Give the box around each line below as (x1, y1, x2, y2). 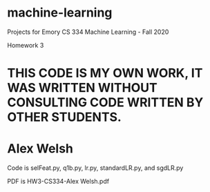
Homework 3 (7, 41, 44, 49)
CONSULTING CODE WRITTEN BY (7, 95, 204, 111)
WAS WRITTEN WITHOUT (7, 80, 157, 96)
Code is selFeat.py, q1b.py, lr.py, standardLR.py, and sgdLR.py (7, 164, 184, 172)
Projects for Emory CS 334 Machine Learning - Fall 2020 (7, 28, 169, 36)
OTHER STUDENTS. (7, 109, 122, 125)
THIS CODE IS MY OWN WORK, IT (7, 66, 203, 81)
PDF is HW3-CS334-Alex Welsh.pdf (7, 177, 109, 186)
